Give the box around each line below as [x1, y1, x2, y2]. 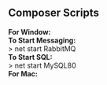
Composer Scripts [8, 6, 100, 20]
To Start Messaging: [8, 35, 76, 45]
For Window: [8, 27, 51, 36]
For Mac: [8, 68, 38, 78]
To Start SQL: [8, 52, 53, 61]
